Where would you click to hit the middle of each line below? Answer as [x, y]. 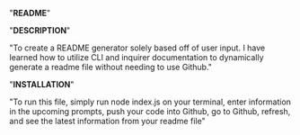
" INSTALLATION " [42, 84]
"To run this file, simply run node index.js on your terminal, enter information [150, 102]
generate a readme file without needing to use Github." [111, 67]
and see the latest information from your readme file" [107, 121]
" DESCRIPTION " [40, 30]
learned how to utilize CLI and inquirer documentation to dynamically [137, 57]
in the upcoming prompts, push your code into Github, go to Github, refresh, [150, 111]
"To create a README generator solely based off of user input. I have [137, 48]
